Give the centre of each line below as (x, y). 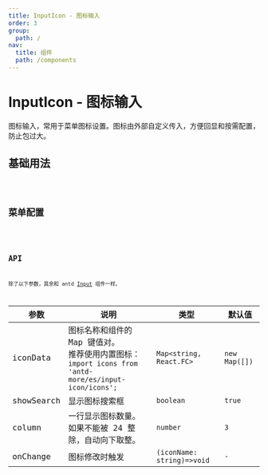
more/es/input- (97, 380)
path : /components (46, 61)
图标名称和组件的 (100, 331)
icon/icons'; (93, 388)
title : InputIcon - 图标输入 (54, 16)
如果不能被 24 (96, 428)
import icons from (103, 364)
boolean (171, 401)
